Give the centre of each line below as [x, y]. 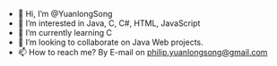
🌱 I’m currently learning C [65, 33]
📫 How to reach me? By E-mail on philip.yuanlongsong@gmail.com [143, 52]
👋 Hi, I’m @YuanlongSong [65, 14]
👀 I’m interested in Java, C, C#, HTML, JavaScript [109, 23]
